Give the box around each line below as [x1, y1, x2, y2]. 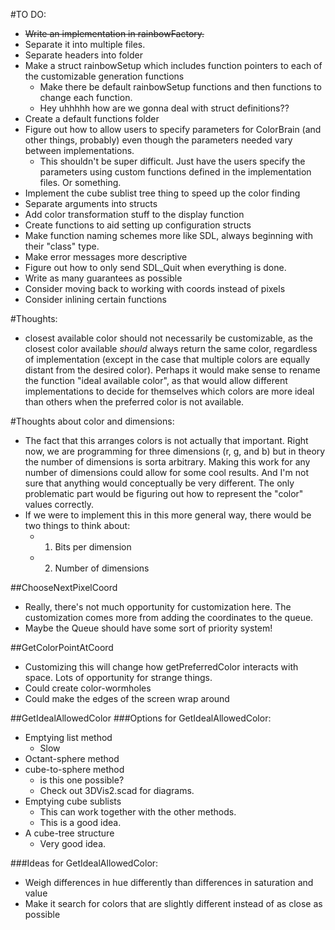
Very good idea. [39, 838, 107, 849]
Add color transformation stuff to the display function [24, 209, 245, 220]
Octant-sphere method [24, 753, 120, 764]
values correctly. [24, 499, 95, 510]
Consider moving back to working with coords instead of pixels [24, 283, 286, 294]
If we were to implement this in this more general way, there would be [24, 509, 312, 521]
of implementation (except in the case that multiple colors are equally [24, 354, 311, 365]
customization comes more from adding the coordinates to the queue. [24, 612, 314, 623]
